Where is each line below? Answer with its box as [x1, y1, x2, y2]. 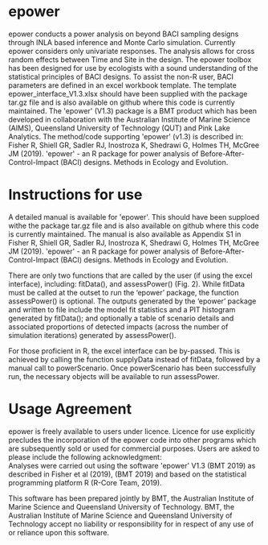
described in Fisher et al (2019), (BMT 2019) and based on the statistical [8, 469, 247, 479]
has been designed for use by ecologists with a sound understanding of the [8, 63, 258, 72]
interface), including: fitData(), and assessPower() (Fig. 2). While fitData [8, 279, 246, 288]
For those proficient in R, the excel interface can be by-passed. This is [8, 345, 241, 356]
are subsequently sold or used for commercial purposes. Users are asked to [8, 444, 260, 453]
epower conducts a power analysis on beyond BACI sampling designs [8, 29, 239, 39]
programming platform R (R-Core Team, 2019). [8, 477, 162, 487]
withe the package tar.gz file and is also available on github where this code [8, 221, 259, 230]
